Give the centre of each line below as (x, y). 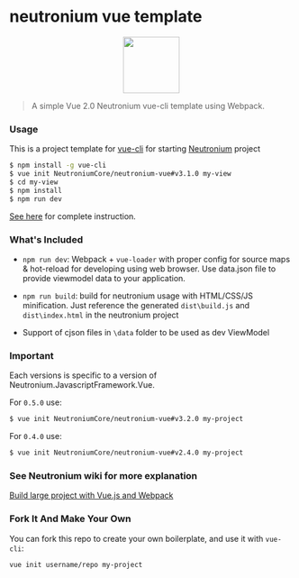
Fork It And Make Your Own (70, 518)
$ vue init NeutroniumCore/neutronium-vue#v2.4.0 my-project (127, 453)
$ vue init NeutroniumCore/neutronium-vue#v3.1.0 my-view (120, 174)
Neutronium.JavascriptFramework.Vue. (82, 385)
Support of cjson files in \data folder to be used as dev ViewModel (146, 332)
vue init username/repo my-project (76, 564)
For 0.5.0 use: (36, 402)
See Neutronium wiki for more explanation (104, 475)
